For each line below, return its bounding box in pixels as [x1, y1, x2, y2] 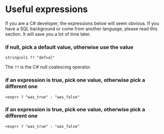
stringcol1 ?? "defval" [5, 55, 55, 60]
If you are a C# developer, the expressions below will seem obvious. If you [5, 20, 159, 26]
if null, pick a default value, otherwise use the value [5, 43, 134, 51]
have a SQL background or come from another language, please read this [5, 25, 157, 31]
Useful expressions [5, 4, 88, 15]
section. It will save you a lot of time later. [5, 31, 91, 37]
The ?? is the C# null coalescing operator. [5, 64, 92, 70]
